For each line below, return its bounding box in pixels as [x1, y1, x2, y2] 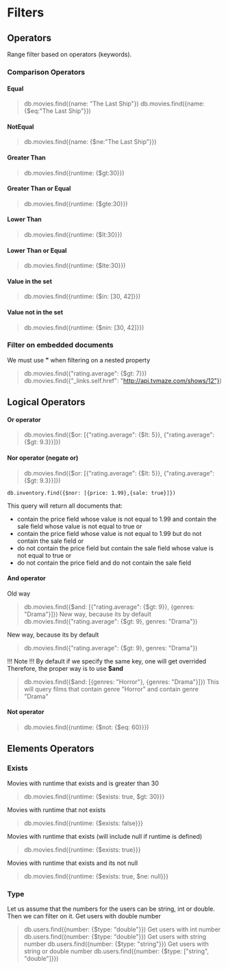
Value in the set [7, 277, 53, 285]
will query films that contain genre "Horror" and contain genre [23, 685, 199, 693]
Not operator [7, 708, 45, 716]
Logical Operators [7, 396, 86, 408]
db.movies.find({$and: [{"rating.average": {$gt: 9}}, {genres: [23, 602, 195, 611]
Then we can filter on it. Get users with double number [7, 912, 162, 920]
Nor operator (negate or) [7, 454, 79, 462]
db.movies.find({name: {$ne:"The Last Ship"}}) [23, 138, 157, 146]
